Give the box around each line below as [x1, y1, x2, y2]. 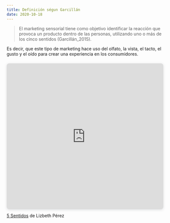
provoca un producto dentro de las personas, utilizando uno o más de [18, 31, 162, 37]
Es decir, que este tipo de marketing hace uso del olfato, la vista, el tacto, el [6, 46, 162, 52]
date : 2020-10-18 [6, 12, 43, 17]
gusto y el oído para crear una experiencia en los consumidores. [6, 51, 139, 57]
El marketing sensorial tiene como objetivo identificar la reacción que [18, 25, 161, 31]
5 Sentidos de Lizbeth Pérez [6, 213, 65, 219]
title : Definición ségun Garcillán [6, 7, 81, 12]
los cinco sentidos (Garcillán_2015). [18, 36, 92, 42]
